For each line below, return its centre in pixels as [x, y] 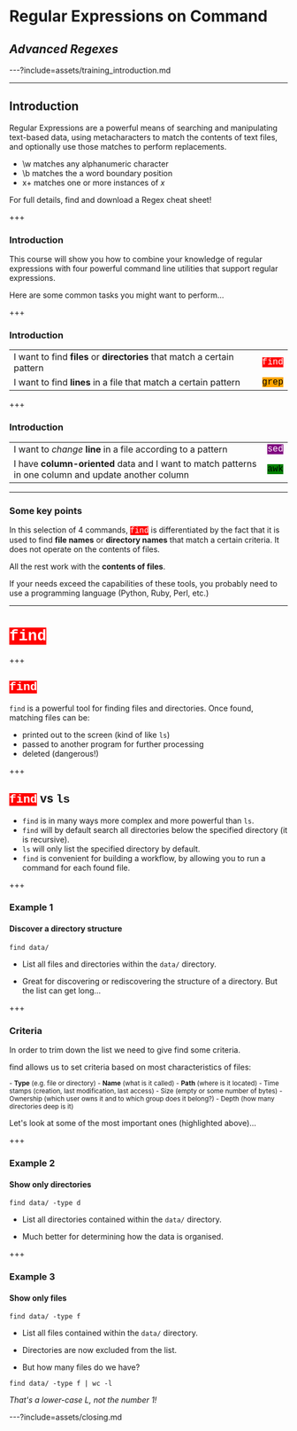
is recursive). [46, 839]
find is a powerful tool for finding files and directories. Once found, [131, 708]
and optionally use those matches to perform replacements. [118, 146]
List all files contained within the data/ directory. [110, 1333]
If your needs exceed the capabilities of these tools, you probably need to [144, 583]
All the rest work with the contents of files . [88, 566]
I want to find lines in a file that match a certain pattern [127, 383]
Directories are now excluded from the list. [99, 1350]
